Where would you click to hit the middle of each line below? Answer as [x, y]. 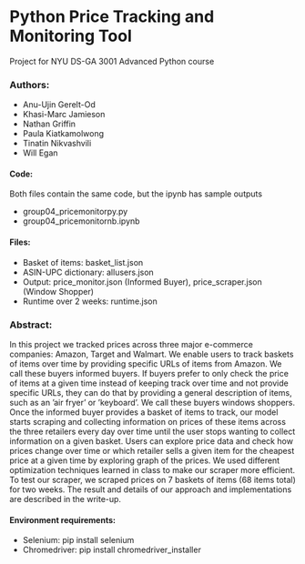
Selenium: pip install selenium [78, 540]
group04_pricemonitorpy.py [75, 212]
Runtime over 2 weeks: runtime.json [90, 301]
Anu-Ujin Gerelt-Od [59, 105]
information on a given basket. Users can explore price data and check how [152, 441]
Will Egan [40, 153]
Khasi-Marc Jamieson [64, 115]
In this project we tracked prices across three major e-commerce [131, 344]
